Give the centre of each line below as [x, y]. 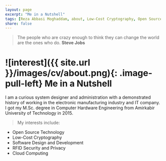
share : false [19, 23]
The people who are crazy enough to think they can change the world [88, 38]
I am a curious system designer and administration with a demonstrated [78, 97]
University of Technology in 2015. [39, 113]
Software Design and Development [48, 143]
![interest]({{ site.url [48, 63]
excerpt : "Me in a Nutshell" [35, 14]
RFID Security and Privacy [39, 148]
